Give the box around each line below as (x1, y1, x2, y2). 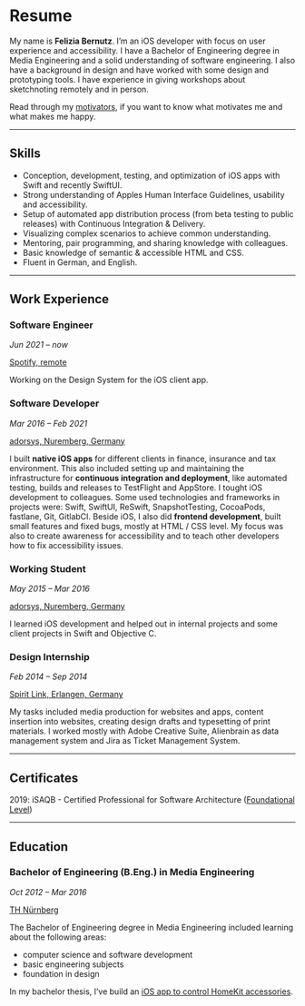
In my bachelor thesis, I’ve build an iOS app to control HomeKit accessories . (9, 986, 293, 997)
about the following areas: (9, 932, 107, 942)
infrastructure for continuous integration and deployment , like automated (9, 472, 288, 483)
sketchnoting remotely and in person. (9, 84, 150, 94)
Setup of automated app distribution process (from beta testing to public (22, 208, 294, 219)
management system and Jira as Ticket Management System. (9, 735, 241, 746)
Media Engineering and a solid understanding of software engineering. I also (9, 54, 296, 65)
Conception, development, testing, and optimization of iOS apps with (22, 170, 280, 181)
